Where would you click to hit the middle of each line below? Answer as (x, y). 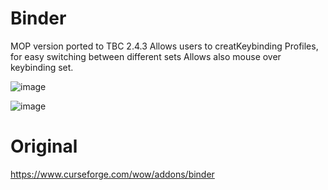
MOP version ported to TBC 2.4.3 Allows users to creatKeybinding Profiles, (164, 46)
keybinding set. (42, 67)
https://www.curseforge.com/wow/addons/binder (112, 174)
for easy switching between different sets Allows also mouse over (146, 56)
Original (44, 146)
